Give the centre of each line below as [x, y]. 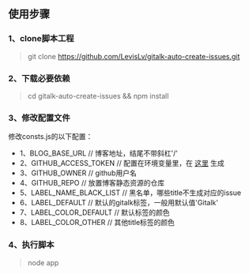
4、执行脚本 [31, 245]
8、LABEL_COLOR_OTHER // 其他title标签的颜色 [97, 223]
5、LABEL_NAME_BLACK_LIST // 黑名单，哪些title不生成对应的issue [130, 193]
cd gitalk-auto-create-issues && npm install [98, 96]
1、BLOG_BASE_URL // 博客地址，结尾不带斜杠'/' [98, 153]
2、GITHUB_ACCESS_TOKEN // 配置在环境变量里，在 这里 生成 [122, 163]
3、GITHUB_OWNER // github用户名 [78, 173]
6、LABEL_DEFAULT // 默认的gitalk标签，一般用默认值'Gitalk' [119, 203]
